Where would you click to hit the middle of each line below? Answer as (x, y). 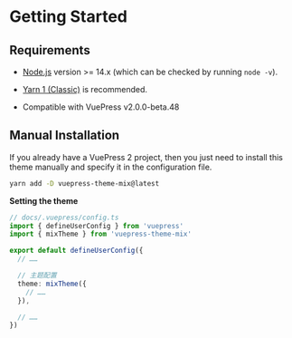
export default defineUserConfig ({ (76, 251)
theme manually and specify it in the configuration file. (111, 167)
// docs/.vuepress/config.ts (64, 217)
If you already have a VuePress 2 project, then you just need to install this (146, 157)
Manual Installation (65, 135)
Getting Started (69, 17)
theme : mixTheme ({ (52, 284)
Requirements (50, 50)
